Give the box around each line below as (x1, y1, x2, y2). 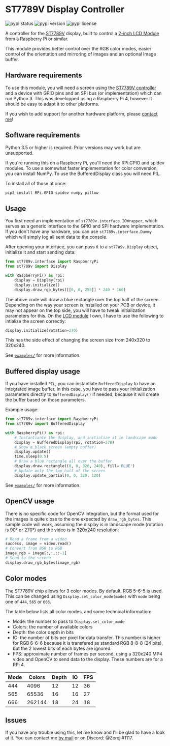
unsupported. (5, 150, 34, 156)
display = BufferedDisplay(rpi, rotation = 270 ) (14, 440, 115, 445)
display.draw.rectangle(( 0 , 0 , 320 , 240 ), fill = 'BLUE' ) (14, 464, 135, 469)
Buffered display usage (5, 367, 80, 376)
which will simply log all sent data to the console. (5, 234, 108, 240)
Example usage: (5, 407, 39, 413)
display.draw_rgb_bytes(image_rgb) (5, 560, 81, 565)
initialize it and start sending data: (5, 249, 76, 255)
